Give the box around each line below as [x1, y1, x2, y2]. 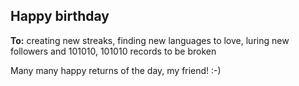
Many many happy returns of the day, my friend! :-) [10, 64, 222, 76]
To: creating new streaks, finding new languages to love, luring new [10, 34, 290, 46]
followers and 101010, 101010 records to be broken [10, 45, 217, 57]
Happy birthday [10, 8, 110, 25]
